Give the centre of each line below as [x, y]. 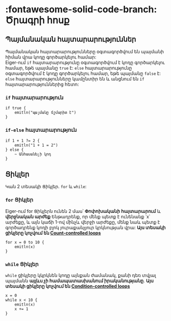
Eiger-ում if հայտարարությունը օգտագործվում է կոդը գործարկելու [85, 62]
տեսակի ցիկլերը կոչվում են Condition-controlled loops [68, 286]
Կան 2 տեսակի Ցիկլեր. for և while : [46, 187]
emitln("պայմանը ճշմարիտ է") [45, 113]
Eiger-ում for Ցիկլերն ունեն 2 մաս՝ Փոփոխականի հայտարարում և [83, 211]
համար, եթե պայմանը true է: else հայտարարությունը [69, 68]
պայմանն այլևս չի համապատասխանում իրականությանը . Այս [80, 281]
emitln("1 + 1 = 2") [36, 145]
